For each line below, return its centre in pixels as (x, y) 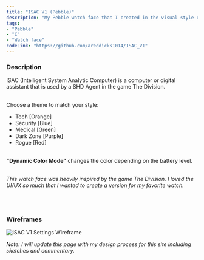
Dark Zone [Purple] (39, 136)
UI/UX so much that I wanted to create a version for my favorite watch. (95, 185)
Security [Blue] (34, 123)
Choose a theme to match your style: (53, 105)
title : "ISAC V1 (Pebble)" (40, 12)
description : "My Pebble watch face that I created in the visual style (100, 18)
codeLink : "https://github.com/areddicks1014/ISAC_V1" (77, 46)
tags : (13, 23)
